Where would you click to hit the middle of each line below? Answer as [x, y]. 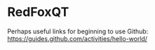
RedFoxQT [38, 12]
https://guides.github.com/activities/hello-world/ [77, 38]
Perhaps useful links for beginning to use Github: [78, 31]
